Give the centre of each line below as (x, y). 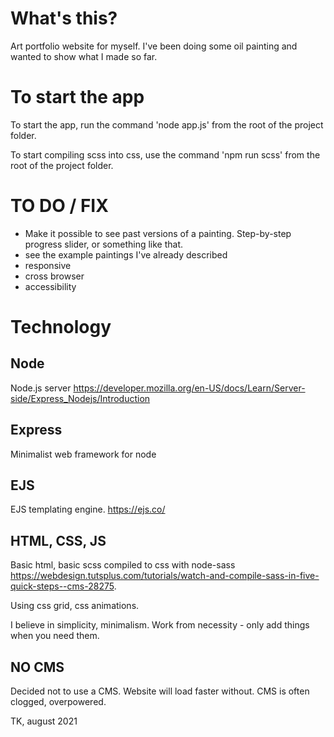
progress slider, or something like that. (104, 244)
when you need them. (55, 636)
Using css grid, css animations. (75, 606)
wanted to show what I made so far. (84, 56)
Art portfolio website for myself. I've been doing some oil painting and (154, 46)
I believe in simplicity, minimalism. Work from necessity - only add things (160, 625)
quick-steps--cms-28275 (62, 586)
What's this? (64, 18)
